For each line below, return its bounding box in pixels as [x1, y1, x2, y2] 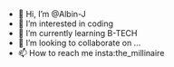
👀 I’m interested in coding [17, 18, 114, 29]
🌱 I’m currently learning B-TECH [17, 28, 138, 38]
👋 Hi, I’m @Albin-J [17, 9, 86, 19]
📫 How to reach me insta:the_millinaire [17, 48, 165, 58]
